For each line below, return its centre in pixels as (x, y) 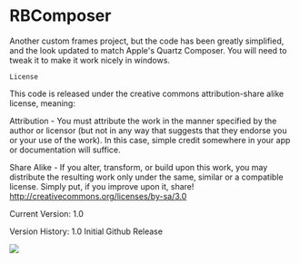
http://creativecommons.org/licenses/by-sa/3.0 (98, 196)
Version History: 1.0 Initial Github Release (86, 231)
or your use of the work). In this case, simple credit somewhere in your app (150, 140)
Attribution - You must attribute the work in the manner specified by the (143, 121)
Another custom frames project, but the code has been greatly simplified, (147, 41)
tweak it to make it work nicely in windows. (90, 60)
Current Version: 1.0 (46, 213)
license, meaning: (42, 103)
